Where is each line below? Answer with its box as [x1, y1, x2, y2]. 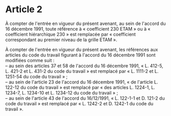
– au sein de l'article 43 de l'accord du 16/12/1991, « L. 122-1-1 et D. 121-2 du [5, 95, 165, 101]
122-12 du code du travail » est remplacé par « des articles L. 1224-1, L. [5, 84, 156, 90]
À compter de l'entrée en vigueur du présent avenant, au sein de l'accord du [5, 20, 166, 26]
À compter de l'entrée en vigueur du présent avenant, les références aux [5, 46, 158, 52]
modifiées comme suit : [5, 57, 55, 63]
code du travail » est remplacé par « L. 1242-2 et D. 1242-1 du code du [5, 100, 154, 106]
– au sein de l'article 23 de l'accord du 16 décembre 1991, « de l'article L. [5, 79, 158, 85]
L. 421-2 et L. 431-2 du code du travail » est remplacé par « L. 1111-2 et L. [5, 68, 159, 74]
